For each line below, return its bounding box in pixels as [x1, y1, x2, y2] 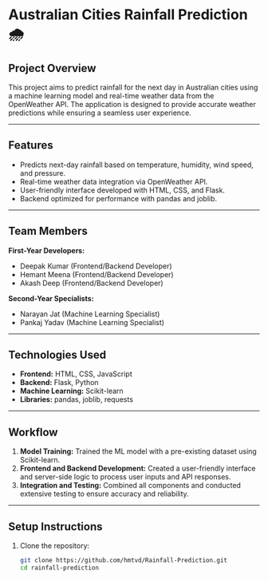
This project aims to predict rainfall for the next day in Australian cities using [8, 82, 258, 92]
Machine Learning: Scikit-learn [19, 386, 124, 396]
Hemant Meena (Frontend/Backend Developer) [19, 269, 174, 279]
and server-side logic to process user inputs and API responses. [19, 472, 231, 482]
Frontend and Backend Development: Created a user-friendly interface [19, 463, 256, 473]
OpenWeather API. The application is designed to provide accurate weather [8, 100, 257, 109]
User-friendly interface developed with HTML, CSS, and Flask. [19, 185, 226, 195]
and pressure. [19, 168, 66, 177]
